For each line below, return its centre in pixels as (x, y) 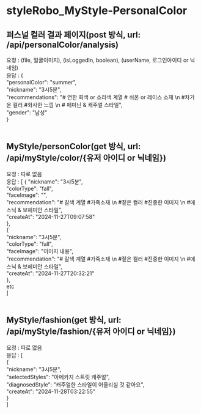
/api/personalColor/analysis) (63, 44)
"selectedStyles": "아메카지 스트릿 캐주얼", (58, 377)
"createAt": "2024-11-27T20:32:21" (50, 273)
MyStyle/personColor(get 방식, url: (74, 146)
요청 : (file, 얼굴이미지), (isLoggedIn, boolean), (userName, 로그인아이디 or (97, 60)
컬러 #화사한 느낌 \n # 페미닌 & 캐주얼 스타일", (68, 105)
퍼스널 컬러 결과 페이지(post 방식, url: (74, 35)
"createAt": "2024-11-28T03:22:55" (51, 391)
